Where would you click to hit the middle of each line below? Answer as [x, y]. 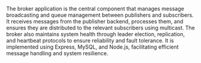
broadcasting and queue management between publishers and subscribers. [100, 15]
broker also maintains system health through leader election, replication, [95, 34]
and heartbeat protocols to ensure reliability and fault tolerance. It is [90, 40]
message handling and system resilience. [57, 53]
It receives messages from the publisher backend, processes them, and [95, 21]
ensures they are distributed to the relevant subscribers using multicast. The [100, 28]
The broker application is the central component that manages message [95, 9]
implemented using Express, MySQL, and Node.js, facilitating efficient [92, 47]
